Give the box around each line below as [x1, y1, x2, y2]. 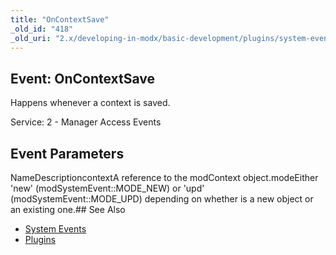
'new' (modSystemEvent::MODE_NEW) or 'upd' [10, 182, 205, 194]
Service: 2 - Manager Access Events [10, 116, 162, 128]
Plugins [24, 234, 57, 245]
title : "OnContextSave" [10, 14, 110, 25]
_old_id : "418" [10, 24, 74, 34]
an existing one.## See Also [10, 204, 126, 215]
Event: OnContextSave [10, 70, 156, 87]
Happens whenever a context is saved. [10, 97, 171, 109]
